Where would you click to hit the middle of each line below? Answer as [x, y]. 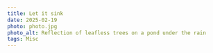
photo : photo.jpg [32, 26]
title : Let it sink [35, 13]
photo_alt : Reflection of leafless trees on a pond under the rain [107, 33]
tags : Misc [23, 39]
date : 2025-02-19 [32, 20]
